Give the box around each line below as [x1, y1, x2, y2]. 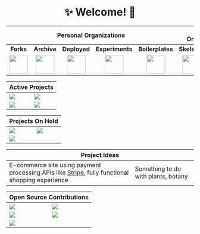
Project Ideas [80, 150, 120, 159]
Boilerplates [137, 45, 174, 53]
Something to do [135, 164, 182, 173]
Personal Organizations [57, 31, 126, 39]
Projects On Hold [9, 116, 58, 125]
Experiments [95, 45, 133, 53]
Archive [33, 45, 57, 53]
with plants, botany [135, 172, 188, 180]
